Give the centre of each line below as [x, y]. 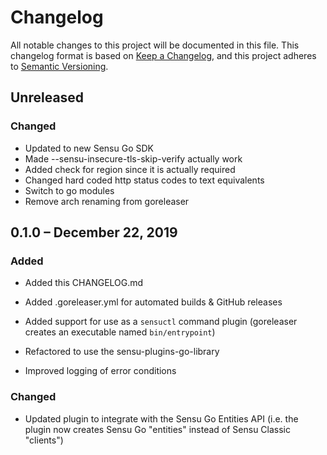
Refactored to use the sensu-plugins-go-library [122, 352]
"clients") [44, 440]
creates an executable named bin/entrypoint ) [120, 332]
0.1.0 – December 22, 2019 [94, 232]
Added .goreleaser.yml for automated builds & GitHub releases [153, 302]
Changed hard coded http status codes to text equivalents [144, 180]
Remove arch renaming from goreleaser [107, 201]
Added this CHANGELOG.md [84, 283]
